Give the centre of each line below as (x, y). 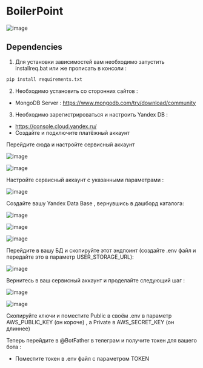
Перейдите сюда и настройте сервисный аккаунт (71, 145)
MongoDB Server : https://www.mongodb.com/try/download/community (105, 103)
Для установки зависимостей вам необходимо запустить (90, 61)
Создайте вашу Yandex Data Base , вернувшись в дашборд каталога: (95, 203)
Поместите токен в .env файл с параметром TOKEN (82, 358)
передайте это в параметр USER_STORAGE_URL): (70, 257)
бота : (14, 347)
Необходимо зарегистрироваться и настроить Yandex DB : (92, 114)
